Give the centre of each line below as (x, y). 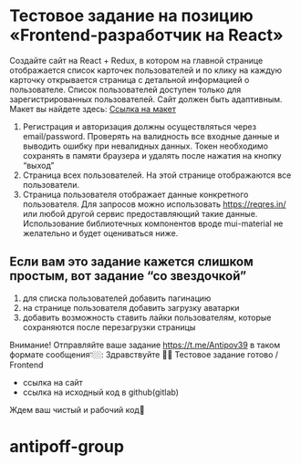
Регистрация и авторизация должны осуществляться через (140, 126)
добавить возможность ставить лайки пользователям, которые (147, 317)
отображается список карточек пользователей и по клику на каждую (146, 70)
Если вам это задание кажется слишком (131, 262)
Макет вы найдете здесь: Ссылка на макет (93, 108)
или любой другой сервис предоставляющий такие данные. (140, 213)
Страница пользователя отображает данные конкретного (135, 194)
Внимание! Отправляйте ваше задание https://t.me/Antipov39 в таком (145, 345)
